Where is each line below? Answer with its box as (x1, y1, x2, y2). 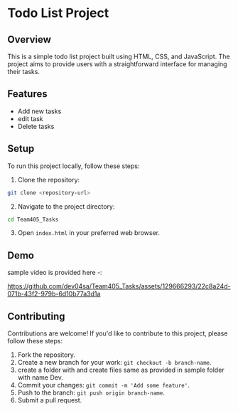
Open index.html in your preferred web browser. (17, 229, 161, 237)
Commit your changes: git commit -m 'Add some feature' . (17, 381, 190, 389)
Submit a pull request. (17, 396, 82, 404)
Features (7, 88, 48, 100)
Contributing (7, 310, 65, 322)
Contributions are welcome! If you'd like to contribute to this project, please (7, 329, 228, 338)
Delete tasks (17, 122, 55, 130)
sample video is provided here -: (7, 269, 102, 277)
